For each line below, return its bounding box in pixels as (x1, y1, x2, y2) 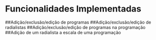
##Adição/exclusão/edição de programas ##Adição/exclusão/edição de (5, 19, 152, 25)
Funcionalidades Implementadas (5, 3, 142, 14)
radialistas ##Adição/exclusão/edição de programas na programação (5, 24, 146, 30)
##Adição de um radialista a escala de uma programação (5, 29, 122, 35)
